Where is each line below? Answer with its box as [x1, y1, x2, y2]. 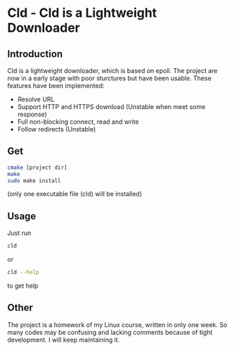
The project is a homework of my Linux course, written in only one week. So [7, 320, 228, 328]
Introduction [7, 48, 63, 60]
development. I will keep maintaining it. [7, 336, 120, 344]
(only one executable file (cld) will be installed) [7, 190, 143, 198]
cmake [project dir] [7, 164, 68, 171]
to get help [7, 281, 39, 290]
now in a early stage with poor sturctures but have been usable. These [7, 74, 212, 82]
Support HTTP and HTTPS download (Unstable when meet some [17, 103, 206, 110]
